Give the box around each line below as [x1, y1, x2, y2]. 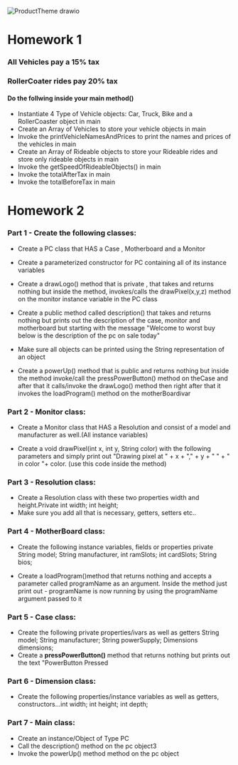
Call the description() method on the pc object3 [17, 741, 157, 750]
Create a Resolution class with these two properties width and [17, 494, 200, 502]
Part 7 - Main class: [7, 718, 76, 728]
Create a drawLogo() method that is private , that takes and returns [17, 279, 215, 288]
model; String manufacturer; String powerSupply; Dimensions [17, 635, 198, 644]
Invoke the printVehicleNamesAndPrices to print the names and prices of [17, 132, 232, 141]
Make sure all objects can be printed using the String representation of [17, 345, 225, 353]
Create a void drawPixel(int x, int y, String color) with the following [17, 444, 212, 453]
